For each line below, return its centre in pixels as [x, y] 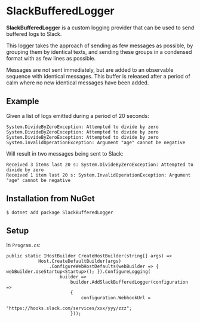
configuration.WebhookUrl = [116, 298]
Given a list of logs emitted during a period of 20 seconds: [78, 116]
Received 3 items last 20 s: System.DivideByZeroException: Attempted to [100, 165]
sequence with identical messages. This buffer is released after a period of [98, 76]
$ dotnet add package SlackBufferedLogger [60, 212]
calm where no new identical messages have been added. [78, 83]
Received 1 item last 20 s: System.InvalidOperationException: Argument [99, 175]
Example [23, 101]
